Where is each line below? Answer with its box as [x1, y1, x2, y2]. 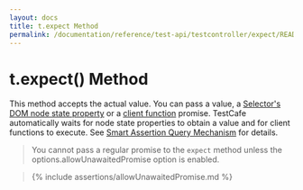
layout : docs [9, 13, 59, 23]
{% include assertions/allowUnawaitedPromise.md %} [31, 172, 233, 183]
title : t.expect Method [9, 22, 99, 31]
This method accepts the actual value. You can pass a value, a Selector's [9, 98, 281, 109]
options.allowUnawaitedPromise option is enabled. [31, 154, 220, 165]
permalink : [9, 30, 50, 39]
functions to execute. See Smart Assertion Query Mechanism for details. [9, 127, 279, 138]
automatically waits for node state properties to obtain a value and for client [9, 118, 290, 129]
